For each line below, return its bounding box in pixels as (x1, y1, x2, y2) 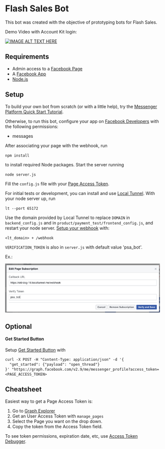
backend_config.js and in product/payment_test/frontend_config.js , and (5, 220, 153, 225)
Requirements (5, 53, 49, 61)
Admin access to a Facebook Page (12, 65, 82, 71)
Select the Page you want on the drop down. (12, 418, 103, 424)
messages (12, 133, 33, 139)
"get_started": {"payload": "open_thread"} (9, 362, 100, 367)
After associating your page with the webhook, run (5, 142, 108, 148)
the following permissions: (5, 124, 58, 129)
